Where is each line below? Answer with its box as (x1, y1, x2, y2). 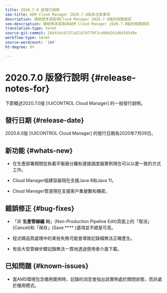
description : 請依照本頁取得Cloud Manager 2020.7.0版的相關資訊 (5, 16, 132, 21)
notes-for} (5, 83, 50, 94)
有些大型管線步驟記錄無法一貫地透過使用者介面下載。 (12, 246, 122, 251)
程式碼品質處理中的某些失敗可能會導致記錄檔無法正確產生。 (12, 235, 135, 241)
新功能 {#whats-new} (5, 146, 73, 155)
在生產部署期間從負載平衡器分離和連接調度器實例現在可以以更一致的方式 (12, 160, 161, 166)
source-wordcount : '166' (5, 40, 57, 45)
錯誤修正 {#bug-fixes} (5, 204, 75, 212)
